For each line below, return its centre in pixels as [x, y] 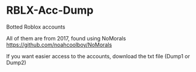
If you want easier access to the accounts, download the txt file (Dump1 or [98, 56]
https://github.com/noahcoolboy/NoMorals [59, 45]
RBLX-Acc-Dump [50, 10]
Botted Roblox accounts [36, 27]
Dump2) [16, 62]
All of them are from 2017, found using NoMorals [66, 38]
